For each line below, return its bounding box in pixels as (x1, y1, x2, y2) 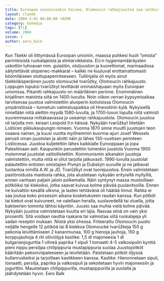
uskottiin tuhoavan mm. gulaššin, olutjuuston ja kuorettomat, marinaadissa (5, 63, 154, 68)
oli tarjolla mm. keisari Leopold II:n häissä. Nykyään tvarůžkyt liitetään (5, 120, 145, 126)
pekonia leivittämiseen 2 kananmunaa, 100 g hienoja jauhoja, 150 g (5, 229, 139, 235)
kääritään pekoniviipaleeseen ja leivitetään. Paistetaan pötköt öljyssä (5, 250, 143, 256)
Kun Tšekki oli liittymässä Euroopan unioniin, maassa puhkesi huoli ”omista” (5, 52, 157, 58)
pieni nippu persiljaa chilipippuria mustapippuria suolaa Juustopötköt (5, 244, 143, 250)
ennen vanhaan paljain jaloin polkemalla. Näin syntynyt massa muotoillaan (5, 177, 154, 183)
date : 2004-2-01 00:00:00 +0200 (5, 16, 71, 21)
